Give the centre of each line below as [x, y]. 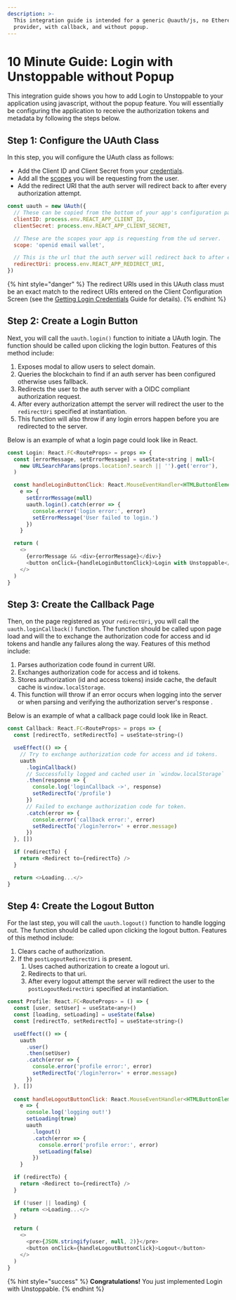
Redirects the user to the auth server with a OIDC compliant [104, 389]
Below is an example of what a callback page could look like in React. [108, 716]
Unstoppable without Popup [91, 76]
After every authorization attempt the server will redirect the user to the [120, 404]
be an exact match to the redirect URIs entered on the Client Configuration [115, 291]
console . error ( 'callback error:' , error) [94, 820]
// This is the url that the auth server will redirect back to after [119, 258]
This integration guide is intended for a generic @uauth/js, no [111, 20]
